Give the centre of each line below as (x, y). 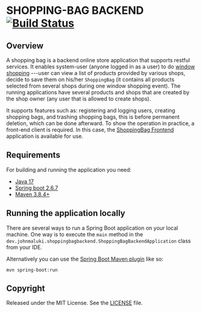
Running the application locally (66, 213)
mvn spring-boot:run (32, 270)
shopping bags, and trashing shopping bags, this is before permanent (93, 117)
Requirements (33, 155)
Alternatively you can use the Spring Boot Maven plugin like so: (85, 259)
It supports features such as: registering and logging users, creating (91, 110)
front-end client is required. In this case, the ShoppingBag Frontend (90, 130)
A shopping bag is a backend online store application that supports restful (98, 60)
